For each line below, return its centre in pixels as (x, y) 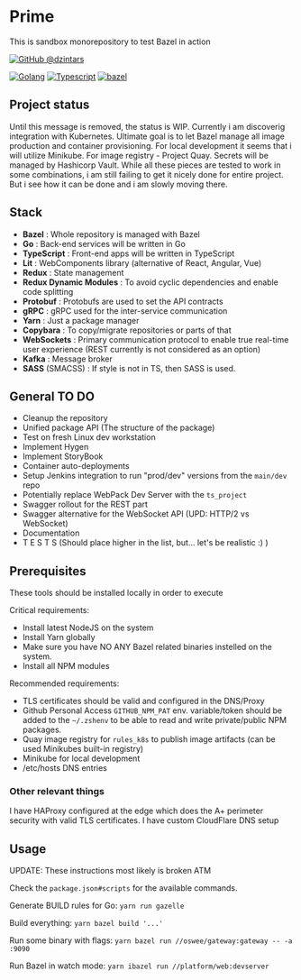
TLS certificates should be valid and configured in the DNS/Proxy (143, 701)
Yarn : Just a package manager (81, 320)
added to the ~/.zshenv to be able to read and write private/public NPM (154, 720)
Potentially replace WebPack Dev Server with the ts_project (135, 495)
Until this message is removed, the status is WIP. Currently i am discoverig (147, 126)
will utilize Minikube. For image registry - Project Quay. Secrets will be (139, 155)
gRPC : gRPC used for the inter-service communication (125, 311)
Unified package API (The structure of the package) (119, 428)
